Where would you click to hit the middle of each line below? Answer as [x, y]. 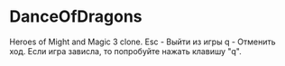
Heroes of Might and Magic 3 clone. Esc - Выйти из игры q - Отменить [142, 42]
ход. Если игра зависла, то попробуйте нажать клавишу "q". [125, 51]
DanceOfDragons [76, 17]
